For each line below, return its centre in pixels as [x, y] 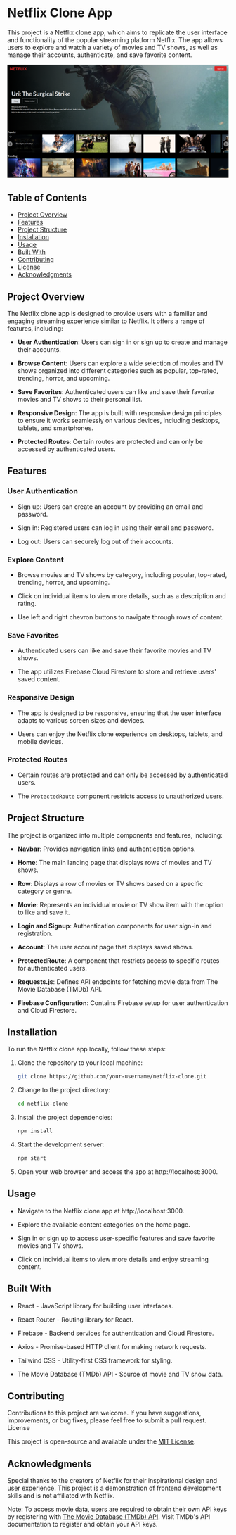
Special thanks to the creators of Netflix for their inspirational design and [112, 1481]
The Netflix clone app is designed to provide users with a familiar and [108, 313]
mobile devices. [40, 741]
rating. [27, 603]
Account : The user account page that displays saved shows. [105, 947]
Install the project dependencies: [65, 1118]
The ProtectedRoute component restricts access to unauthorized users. [120, 796]
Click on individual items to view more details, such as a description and [122, 595]
